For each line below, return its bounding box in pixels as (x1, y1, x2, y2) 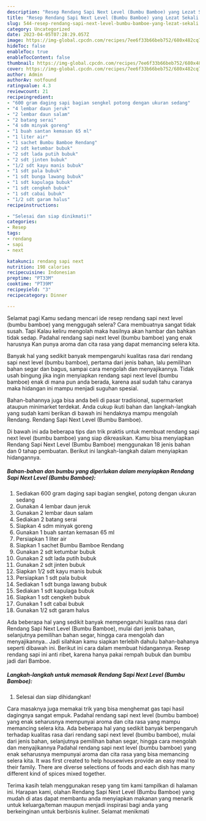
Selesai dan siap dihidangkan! (15, 693, 91, 700)
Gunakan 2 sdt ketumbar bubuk (15, 548, 96, 555)
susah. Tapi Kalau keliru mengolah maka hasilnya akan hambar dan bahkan (7, 327, 196, 335)
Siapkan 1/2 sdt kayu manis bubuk (15, 567, 103, 575)
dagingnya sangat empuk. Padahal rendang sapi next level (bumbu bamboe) (7, 711, 199, 718)
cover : (7, 65, 24, 72)
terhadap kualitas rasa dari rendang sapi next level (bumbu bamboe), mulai (7, 731, 196, 738)
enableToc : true (7, 49, 48, 55)
